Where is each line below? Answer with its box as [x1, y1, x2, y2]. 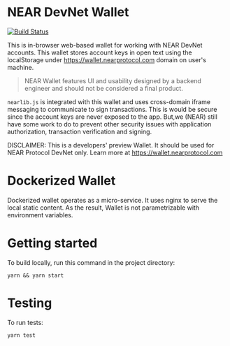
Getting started [7, 236, 98, 252]
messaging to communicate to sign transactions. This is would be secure [7, 105, 217, 113]
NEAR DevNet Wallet [7, 4, 129, 20]
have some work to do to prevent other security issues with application [7, 120, 212, 128]
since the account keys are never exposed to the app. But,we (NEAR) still [7, 113, 218, 121]
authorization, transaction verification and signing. [7, 127, 152, 136]
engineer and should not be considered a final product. [24, 84, 183, 92]
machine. [7, 63, 34, 71]
